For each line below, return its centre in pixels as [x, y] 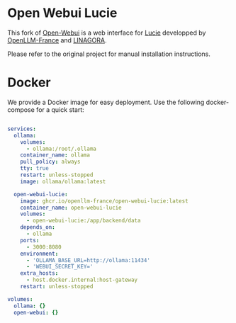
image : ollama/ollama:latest [63, 181]
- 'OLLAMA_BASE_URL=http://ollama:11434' [88, 260]
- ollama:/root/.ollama [61, 149]
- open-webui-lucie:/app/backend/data [83, 221]
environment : [39, 254]
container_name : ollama [55, 155]
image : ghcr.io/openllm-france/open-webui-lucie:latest [105, 201]
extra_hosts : [39, 273]
